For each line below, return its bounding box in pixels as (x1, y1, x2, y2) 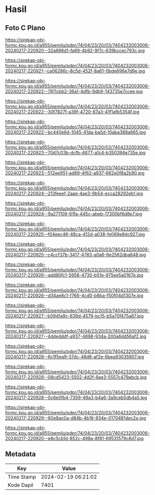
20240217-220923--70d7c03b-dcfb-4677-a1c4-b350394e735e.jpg (5, 150, 146, 155)
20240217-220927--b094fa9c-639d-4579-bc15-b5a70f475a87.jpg (5, 313, 144, 319)
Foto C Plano (5, 24, 45, 32)
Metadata (5, 450, 36, 458)
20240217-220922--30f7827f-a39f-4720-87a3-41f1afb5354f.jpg (5, 109, 140, 115)
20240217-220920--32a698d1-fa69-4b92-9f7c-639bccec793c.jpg (5, 48, 145, 53)
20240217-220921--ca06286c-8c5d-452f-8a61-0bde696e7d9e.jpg (5, 68, 145, 74)
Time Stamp (7, 473, 36, 480)
